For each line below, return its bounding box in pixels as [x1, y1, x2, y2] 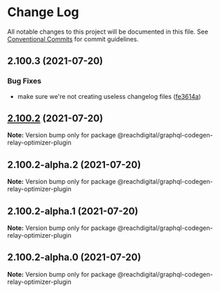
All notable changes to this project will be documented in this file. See [7, 27, 209, 36]
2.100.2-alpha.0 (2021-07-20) [7, 252, 142, 264]
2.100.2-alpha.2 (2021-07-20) [7, 158, 142, 170]
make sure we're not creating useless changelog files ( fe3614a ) [17, 92, 201, 100]
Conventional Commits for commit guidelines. [7, 34, 139, 43]
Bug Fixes [7, 76, 42, 86]
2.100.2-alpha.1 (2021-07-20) [7, 205, 139, 217]
